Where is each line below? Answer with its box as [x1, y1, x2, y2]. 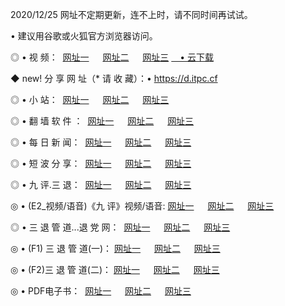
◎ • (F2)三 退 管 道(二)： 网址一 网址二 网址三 [10, 264, 220, 275]
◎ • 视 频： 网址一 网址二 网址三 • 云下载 [10, 51, 215, 63]
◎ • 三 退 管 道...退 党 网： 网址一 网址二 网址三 [10, 221, 231, 233]
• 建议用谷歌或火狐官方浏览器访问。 [10, 30, 158, 42]
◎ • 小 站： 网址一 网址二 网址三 [10, 94, 170, 105]
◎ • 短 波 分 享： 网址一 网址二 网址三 [10, 158, 192, 169]
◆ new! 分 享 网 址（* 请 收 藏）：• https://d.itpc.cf [10, 73, 218, 84]
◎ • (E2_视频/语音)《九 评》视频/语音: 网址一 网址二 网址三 [10, 200, 275, 212]
